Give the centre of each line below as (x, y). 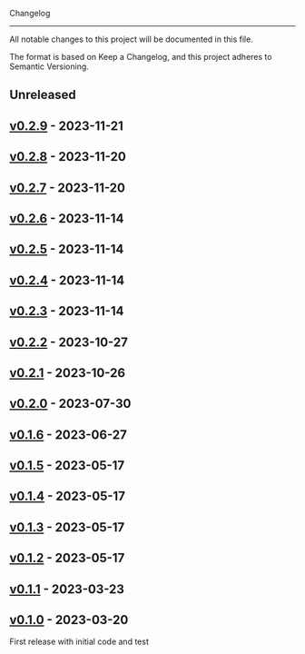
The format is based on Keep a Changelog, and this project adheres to (141, 57)
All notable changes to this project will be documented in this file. (132, 39)
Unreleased (43, 95)
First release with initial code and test (79, 642)
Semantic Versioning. (49, 66)
